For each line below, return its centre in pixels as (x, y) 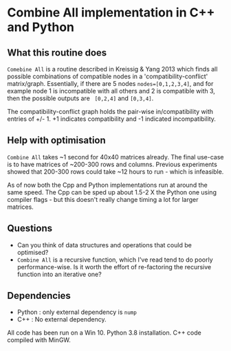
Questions (30, 228)
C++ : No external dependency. (62, 319)
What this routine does (57, 53)
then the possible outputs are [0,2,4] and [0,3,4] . (80, 98)
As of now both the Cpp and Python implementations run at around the (107, 185)
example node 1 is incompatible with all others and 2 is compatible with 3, (111, 91)
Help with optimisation (57, 140)
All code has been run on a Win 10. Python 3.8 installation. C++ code (104, 333)
